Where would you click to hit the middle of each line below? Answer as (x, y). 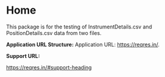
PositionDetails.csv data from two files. (54, 33)
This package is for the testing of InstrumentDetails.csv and (79, 27)
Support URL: (23, 56)
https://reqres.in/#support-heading (49, 67)
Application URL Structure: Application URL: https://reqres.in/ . (83, 44)
